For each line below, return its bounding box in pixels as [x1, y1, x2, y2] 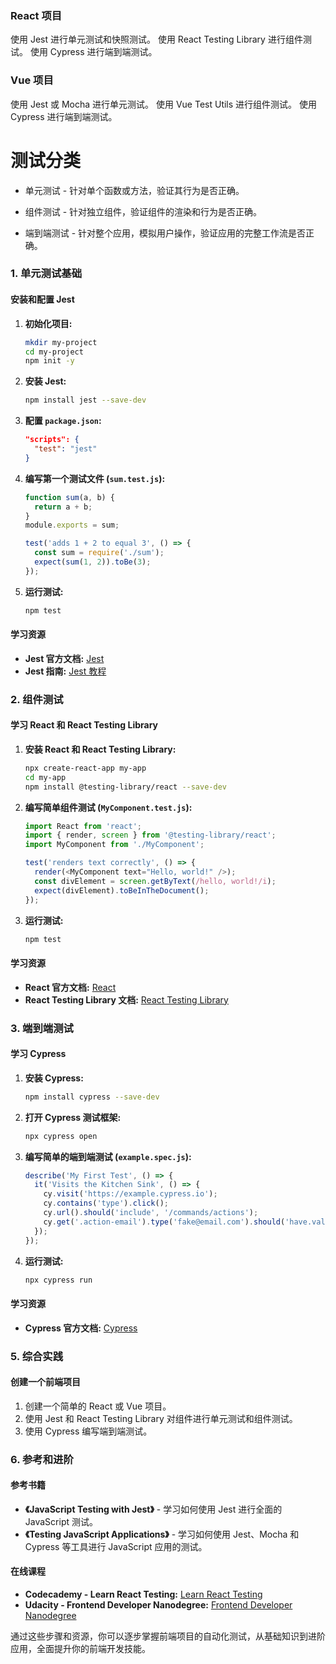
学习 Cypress [10, 1048, 67, 1060]
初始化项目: [24, 317, 73, 329]
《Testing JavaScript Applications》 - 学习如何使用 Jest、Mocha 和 [24, 1528, 300, 1540]
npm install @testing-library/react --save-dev [24, 782, 227, 792]
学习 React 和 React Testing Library [10, 719, 158, 731]
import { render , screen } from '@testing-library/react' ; [24, 830, 277, 841]
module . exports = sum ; [24, 520, 120, 531]
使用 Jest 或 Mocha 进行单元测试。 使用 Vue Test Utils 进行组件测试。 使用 [10, 98, 318, 110]
